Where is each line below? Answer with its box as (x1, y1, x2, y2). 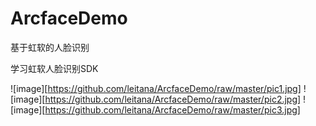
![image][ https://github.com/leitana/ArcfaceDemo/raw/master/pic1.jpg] (10, 82, 302, 94)
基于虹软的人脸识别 (10, 41, 90, 53)
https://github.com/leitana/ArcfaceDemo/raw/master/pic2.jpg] (44, 93, 302, 105)
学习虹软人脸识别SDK (10, 62, 99, 74)
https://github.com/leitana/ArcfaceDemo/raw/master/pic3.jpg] (44, 103, 301, 116)
